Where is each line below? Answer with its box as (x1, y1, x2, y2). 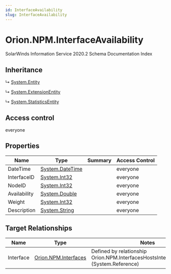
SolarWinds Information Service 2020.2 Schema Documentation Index (5, 51, 153, 57)
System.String (40, 206, 74, 214)
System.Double (40, 190, 77, 197)
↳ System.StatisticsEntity (5, 99, 60, 105)
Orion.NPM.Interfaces (34, 254, 87, 261)
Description (8, 206, 36, 214)
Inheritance (5, 66, 43, 74)
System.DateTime (40, 165, 83, 172)
